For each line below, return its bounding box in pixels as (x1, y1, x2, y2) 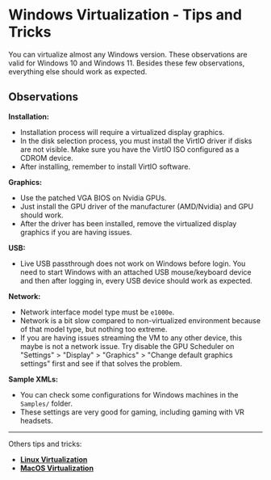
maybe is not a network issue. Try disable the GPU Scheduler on (19, 341, 235, 351)
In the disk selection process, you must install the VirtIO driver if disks (19, 136, 252, 145)
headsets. (19, 415, 54, 425)
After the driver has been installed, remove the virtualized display (19, 218, 237, 228)
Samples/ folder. (19, 398, 73, 408)
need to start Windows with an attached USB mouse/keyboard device (19, 267, 252, 276)
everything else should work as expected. (8, 66, 148, 76)
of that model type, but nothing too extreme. (19, 324, 168, 334)
